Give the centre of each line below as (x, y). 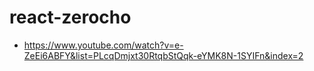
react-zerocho (70, 17)
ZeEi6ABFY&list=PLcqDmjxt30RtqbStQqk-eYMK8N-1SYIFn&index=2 (163, 55)
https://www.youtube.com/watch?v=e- (103, 45)
